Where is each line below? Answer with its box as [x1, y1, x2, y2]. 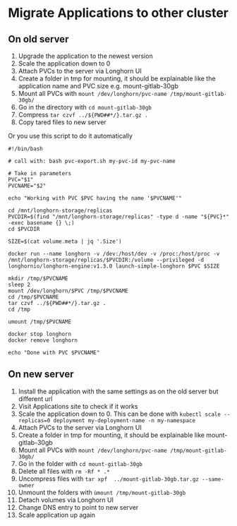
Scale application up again [18, 510, 96, 519]
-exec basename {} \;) [8, 220, 75, 227]
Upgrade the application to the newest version [18, 52, 154, 60]
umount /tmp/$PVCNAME [8, 318, 72, 325]
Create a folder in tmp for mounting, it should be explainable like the [18, 74, 216, 83]
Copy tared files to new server [18, 118, 107, 126]
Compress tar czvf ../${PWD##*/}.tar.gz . [18, 111, 149, 119]
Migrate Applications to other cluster [8, 5, 229, 21]
